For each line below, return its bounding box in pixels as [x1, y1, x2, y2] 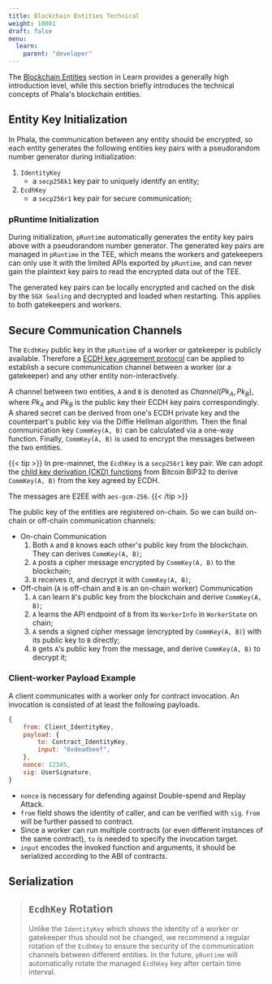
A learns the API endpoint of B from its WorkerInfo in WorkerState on [32, 609, 257, 619]
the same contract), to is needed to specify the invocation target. [19, 834, 239, 843]
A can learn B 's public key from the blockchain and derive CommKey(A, [32, 591, 262, 602]
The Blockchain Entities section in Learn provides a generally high [8, 72, 229, 81]
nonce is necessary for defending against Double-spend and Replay [19, 790, 246, 800]
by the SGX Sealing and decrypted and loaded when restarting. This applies [8, 291, 261, 301]
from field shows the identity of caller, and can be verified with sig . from [19, 808, 261, 817]
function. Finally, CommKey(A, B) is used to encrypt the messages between [8, 433, 256, 443]
